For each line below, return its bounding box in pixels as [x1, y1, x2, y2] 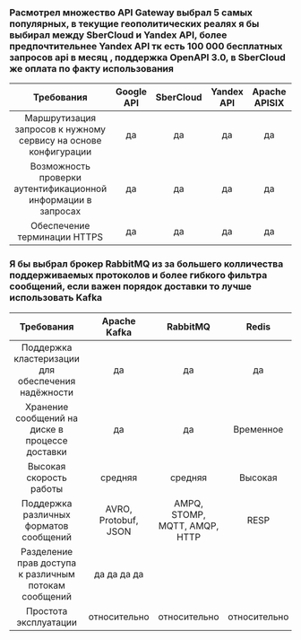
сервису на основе [18, 135, 102, 147]
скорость [26, 471, 67, 484]
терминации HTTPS [17, 231, 103, 243]
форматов [24, 519, 69, 531]
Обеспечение [30, 220, 90, 232]
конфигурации [29, 145, 92, 158]
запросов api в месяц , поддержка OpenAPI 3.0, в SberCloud [9, 51, 286, 64]
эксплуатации [16, 616, 78, 628]
